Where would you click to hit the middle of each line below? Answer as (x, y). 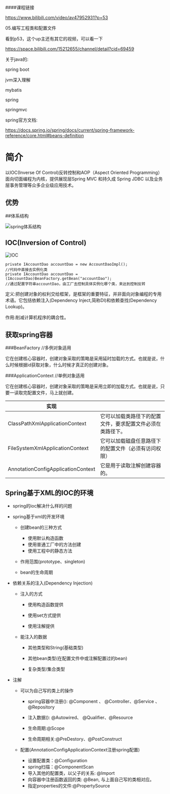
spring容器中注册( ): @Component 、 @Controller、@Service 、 (94, 701)
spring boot (17, 69)
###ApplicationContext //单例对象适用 (45, 375)
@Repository (41, 707)
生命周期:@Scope (46, 728)
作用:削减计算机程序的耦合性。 (37, 317)
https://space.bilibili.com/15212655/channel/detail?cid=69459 (70, 49)
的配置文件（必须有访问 (128, 448)
